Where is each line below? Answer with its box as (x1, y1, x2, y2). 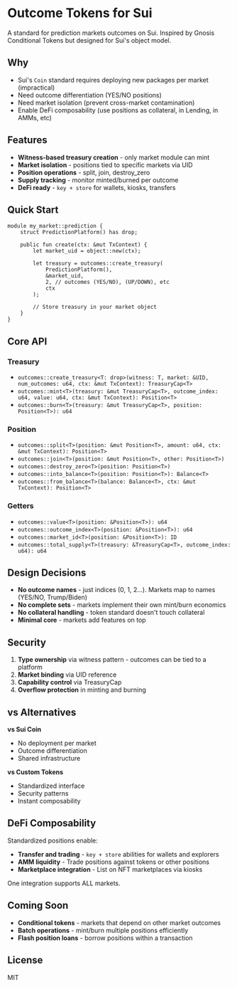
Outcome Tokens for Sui (7, 5, 153, 21)
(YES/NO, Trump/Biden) (17, 593, 87, 602)
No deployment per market (17, 739, 97, 748)
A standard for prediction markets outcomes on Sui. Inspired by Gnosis (7, 28, 215, 37)
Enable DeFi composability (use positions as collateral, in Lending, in (17, 105, 219, 115)
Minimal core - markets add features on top (17, 616, 147, 624)
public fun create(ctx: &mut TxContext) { (20, 241, 148, 248)
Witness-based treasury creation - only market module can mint (17, 153, 210, 162)
